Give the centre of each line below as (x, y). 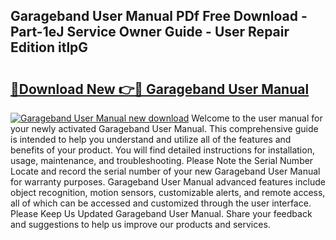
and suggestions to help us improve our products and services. (140, 224)
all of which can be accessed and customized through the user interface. (161, 203)
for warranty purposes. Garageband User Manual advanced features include (168, 182)
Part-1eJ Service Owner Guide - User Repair (150, 32)
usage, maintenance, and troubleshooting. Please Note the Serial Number (162, 160)
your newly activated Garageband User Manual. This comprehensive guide (164, 128)
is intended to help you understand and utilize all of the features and (151, 139)
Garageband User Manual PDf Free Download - (159, 16)
